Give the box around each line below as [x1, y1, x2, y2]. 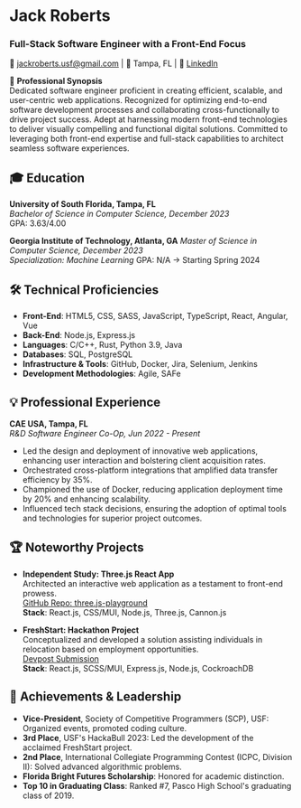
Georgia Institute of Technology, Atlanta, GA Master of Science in [9, 236, 258, 247]
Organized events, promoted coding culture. [22, 722, 187, 733]
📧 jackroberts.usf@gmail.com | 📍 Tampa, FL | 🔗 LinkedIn [9, 58, 219, 69]
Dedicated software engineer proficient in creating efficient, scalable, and [9, 85, 283, 96]
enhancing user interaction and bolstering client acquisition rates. [22, 455, 266, 465]
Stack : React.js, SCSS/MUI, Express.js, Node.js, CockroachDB [22, 662, 254, 673]
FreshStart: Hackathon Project [22, 625, 140, 635]
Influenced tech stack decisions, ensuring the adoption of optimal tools [22, 503, 287, 513]
